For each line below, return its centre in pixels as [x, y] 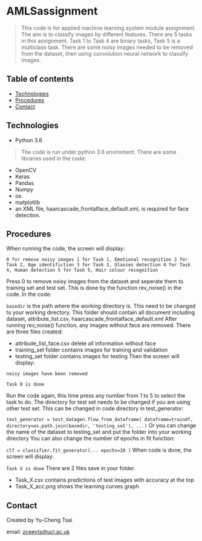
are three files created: [35, 332]
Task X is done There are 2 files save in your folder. [71, 468]
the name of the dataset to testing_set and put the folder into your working [99, 432]
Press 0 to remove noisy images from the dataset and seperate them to [95, 281]
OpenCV [26, 170]
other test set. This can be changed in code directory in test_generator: [95, 408]
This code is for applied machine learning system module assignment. [108, 28]
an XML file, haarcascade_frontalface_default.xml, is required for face [102, 208]
